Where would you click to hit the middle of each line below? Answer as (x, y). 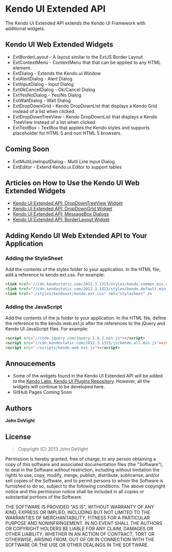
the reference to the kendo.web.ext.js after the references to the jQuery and (85, 323)
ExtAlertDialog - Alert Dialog (42, 79)
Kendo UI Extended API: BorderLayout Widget (61, 219)
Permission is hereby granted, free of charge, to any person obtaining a (81, 459)
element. (22, 68)
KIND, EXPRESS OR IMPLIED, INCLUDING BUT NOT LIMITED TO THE (78, 513)
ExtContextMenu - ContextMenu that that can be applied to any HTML (87, 62)
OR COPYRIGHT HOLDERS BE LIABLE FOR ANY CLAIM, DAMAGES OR (79, 529)
